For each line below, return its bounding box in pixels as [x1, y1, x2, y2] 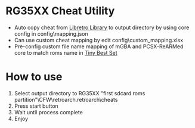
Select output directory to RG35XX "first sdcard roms [14, 89, 146, 96]
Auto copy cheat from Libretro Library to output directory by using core [14, 24, 190, 31]
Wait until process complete [14, 108, 83, 115]
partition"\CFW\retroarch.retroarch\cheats [14, 96, 118, 103]
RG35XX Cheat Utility [5, 4, 115, 18]
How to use [5, 70, 63, 84]
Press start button [14, 102, 59, 110]
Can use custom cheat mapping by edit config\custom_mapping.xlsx [14, 36, 183, 43]
